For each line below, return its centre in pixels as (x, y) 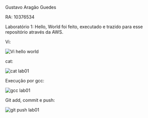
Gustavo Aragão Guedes (31, 7)
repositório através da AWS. (34, 32)
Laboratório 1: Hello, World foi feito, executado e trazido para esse (74, 27)
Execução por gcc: (25, 81)
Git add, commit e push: (30, 100)
